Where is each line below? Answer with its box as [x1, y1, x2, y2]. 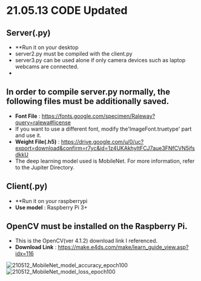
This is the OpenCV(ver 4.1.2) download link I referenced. [15, 237, 158, 245]
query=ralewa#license [15, 118, 71, 126]
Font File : [15, 112, 41, 120]
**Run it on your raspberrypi [15, 197, 88, 204]
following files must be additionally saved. [6, 96, 170, 106]
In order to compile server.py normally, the [6, 87, 171, 97]
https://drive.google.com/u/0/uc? [61, 138, 144, 145]
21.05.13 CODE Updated [6, 4, 128, 18]
